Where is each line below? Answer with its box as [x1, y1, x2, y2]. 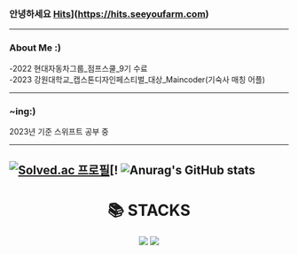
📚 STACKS [107, 201, 191, 220]
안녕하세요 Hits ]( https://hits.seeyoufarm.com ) [9, 7, 209, 19]
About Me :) [9, 42, 62, 54]
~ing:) [9, 104, 36, 117]
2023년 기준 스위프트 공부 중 [9, 126, 109, 136]
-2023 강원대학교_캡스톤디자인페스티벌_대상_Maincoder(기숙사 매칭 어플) [9, 73, 266, 85]
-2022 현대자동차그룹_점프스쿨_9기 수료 [9, 63, 148, 73]
